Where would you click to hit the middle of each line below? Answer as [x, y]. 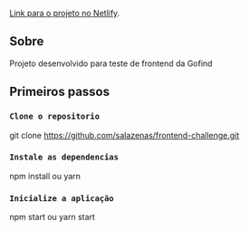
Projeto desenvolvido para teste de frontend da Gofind [111, 63]
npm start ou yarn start [52, 217]
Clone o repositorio [55, 116]
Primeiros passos [60, 92]
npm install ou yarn [45, 176]
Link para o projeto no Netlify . [65, 13]
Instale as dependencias [64, 157]
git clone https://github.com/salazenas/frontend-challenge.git [124, 135]
